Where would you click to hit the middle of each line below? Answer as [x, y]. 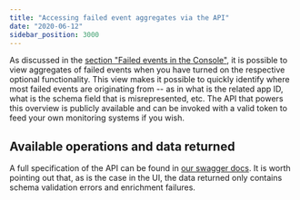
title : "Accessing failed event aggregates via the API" [120, 18]
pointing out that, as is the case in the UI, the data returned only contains [146, 178]
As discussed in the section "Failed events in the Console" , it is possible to [149, 61]
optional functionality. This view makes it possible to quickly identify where [150, 80]
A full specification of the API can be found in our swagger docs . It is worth [150, 168]
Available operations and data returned [122, 146]
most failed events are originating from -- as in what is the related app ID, [146, 89]
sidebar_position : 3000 [55, 34]
